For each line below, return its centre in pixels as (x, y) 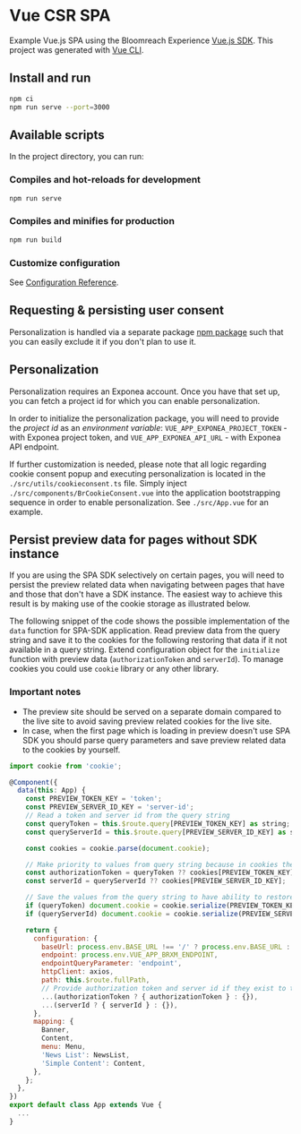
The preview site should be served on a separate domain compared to (152, 711)
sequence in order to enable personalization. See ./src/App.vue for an (139, 502)
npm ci (21, 99)
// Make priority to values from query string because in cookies (152, 864)
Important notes (45, 692)
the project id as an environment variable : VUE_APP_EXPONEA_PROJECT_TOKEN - (149, 427)
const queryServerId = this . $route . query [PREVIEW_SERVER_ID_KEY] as (156, 832)
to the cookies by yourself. (71, 750)
